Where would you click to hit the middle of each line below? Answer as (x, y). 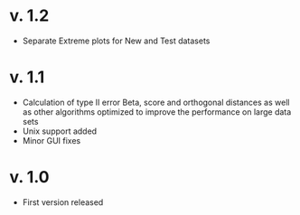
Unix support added (60, 131)
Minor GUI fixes (52, 140)
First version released (63, 202)
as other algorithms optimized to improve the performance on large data (157, 112)
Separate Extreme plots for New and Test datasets (116, 41)
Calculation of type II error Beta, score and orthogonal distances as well (156, 102)
